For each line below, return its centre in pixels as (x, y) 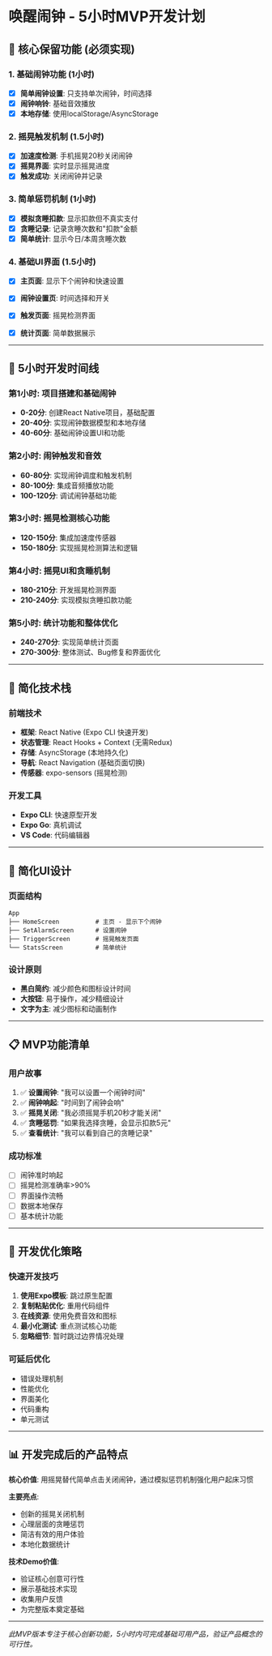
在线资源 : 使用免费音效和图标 (68, 1316)
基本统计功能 (41, 1216)
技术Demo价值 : (34, 1561)
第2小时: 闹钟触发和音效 (55, 456)
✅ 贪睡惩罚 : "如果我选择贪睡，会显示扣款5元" (96, 1123)
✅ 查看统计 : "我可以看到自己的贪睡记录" (86, 1133)
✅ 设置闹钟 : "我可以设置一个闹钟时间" (83, 1093)
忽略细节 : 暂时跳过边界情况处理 (72, 1336)
